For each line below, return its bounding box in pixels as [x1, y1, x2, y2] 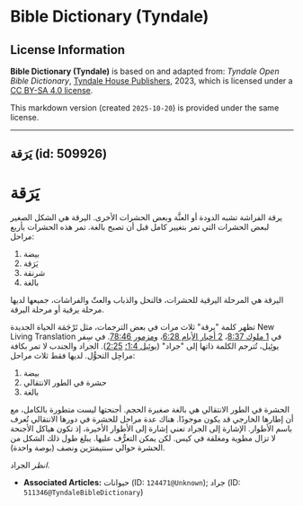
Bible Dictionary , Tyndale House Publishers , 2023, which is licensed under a [10, 75, 293, 86]
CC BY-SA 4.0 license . [10, 85, 94, 95]
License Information [10, 42, 125, 58]
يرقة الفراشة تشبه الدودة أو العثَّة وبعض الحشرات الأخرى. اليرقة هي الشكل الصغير [10, 212, 283, 223]
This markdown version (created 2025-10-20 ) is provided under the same [10, 102, 280, 113]
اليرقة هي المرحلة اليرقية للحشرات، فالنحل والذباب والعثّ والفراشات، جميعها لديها [10, 295, 284, 306]
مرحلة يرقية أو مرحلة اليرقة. [10, 304, 104, 315]
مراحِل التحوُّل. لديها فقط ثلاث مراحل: [10, 351, 136, 361]
